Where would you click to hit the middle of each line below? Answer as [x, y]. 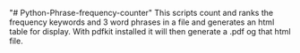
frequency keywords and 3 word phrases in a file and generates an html [142, 22]
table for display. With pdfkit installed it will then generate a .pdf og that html [150, 31]
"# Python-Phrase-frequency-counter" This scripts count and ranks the [141, 13]
